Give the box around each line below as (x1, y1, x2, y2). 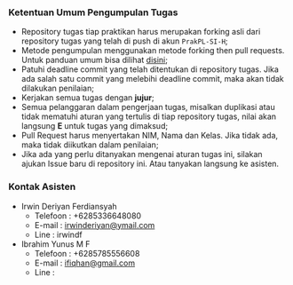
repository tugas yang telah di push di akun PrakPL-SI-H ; (20, 36, 228, 46)
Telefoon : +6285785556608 (34, 248, 140, 258)
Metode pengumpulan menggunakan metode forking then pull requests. (20, 45, 285, 56)
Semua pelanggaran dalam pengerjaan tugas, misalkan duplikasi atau (20, 102, 276, 113)
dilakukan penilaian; (20, 83, 95, 94)
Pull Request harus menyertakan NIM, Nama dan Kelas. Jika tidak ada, (20, 131, 279, 141)
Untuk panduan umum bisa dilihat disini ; (20, 55, 168, 66)
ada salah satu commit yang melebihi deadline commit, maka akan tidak (20, 74, 285, 84)
